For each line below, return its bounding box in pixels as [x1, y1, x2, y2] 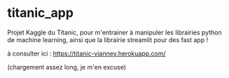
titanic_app [7, 5, 74, 21]
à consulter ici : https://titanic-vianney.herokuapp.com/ [7, 49, 166, 58]
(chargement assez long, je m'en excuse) [7, 63, 127, 71]
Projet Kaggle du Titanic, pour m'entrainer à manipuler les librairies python [7, 28, 222, 37]
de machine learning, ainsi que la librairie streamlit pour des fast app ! [7, 35, 209, 44]
